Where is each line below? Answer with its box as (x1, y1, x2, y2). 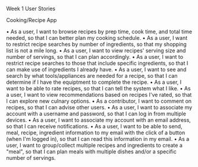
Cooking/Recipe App (6, 17, 57, 23)
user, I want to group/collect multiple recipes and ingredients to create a (6, 142, 183, 149)
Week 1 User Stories (6, 5, 56, 12)
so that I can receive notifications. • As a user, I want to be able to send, (6, 123, 183, 130)
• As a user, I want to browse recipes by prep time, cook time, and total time (6, 28, 192, 35)
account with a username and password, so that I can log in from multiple (6, 110, 186, 117)
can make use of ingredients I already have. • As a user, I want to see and (6, 66, 187, 73)
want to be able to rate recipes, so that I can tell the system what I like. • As (6, 85, 191, 92)
